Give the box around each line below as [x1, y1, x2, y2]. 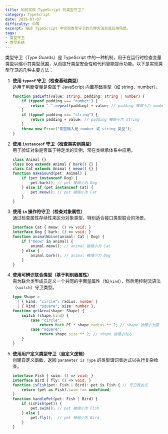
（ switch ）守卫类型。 [12, 284, 57, 291]
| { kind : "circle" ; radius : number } [17, 299, 98, 304]
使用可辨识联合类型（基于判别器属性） [12, 272, 91, 278]
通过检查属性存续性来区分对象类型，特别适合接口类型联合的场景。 [12, 215, 148, 221]
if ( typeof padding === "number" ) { [21, 98, 98, 103]
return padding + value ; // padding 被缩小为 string [30, 117, 140, 122]
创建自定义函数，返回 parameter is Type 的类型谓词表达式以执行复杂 [12, 357, 154, 363]
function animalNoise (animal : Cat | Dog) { [12, 234, 105, 240]
